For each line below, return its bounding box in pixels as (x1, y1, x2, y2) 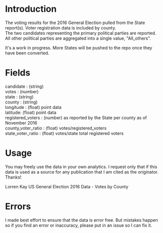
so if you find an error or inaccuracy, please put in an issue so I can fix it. (5, 222, 152, 228)
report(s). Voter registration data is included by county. (5, 25, 116, 30)
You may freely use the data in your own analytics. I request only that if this (5, 163, 158, 170)
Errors (5, 201, 31, 212)
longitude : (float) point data (5, 104, 62, 110)
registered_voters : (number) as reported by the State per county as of (5, 114, 147, 121)
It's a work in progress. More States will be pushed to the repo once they (5, 45, 152, 51)
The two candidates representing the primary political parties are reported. (5, 30, 157, 36)
